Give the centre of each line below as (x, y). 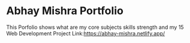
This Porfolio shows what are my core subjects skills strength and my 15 (95, 27)
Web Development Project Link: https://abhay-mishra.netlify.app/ (86, 33)
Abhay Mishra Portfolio (65, 11)
